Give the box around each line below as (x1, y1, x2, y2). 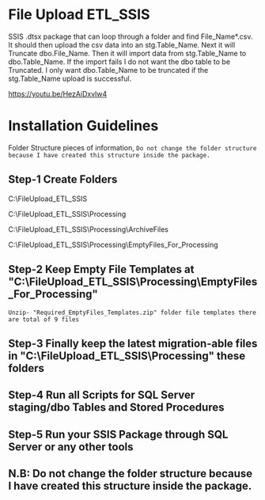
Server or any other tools (8, 440, 134, 453)
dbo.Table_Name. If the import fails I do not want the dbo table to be (8, 57, 231, 66)
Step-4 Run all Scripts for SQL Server (8, 388, 195, 402)
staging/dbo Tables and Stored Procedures (8, 401, 225, 415)
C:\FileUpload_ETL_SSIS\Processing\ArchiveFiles (8, 224, 168, 234)
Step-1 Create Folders (8, 172, 118, 187)
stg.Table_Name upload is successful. (8, 74, 132, 83)
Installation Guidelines (8, 117, 159, 135)
